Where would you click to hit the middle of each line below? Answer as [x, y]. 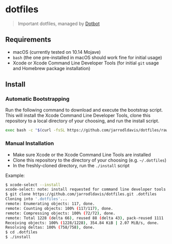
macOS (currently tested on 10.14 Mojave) [57, 52]
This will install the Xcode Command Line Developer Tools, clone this [78, 116]
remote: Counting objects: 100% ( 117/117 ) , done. [59, 208]
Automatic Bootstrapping [38, 99]
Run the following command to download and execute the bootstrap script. [84, 110]
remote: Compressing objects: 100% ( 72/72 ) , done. [60, 213]
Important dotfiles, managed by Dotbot [59, 24]
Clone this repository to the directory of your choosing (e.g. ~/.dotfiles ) [90, 160]
